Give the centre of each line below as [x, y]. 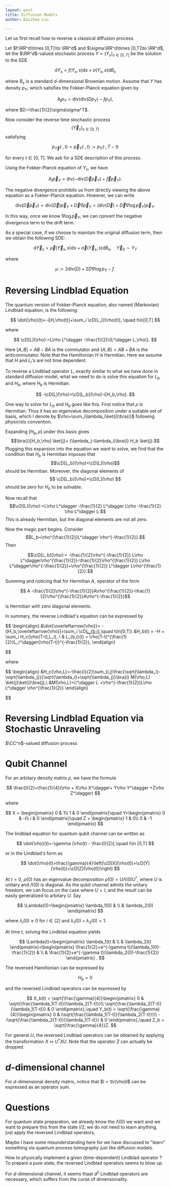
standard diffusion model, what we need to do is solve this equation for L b [82, 377]
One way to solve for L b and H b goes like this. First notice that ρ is [74, 405]
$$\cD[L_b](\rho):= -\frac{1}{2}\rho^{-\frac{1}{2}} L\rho [85, 555]
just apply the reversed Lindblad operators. [50, 1132]
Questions [27, 1108]
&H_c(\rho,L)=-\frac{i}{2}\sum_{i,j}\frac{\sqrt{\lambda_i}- [100, 672]
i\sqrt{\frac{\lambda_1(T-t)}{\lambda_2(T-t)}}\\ [109, 1015]
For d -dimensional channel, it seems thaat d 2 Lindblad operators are [77, 1173]
